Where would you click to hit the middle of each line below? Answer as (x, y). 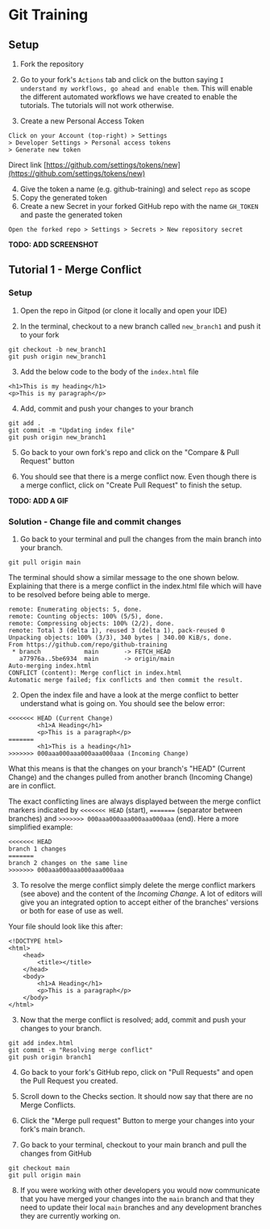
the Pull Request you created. (69, 1081)
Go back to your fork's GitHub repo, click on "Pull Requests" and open (137, 1072)
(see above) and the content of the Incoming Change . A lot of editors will (141, 893)
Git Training (48, 15)
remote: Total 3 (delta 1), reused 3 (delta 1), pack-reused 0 (117, 630)
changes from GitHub (56, 1153)
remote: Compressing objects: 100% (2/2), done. (91, 623)
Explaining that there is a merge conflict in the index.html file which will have (135, 586)
